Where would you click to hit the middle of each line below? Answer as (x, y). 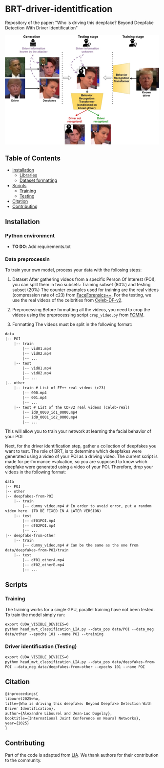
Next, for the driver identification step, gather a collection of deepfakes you (81, 446)
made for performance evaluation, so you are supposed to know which (76, 462)
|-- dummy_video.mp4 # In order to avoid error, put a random (87, 506)
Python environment (30, 236)
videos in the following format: (36, 472)
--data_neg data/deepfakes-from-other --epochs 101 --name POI (80, 667)
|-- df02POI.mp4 (39, 526)
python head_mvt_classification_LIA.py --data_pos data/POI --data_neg (79, 629)
